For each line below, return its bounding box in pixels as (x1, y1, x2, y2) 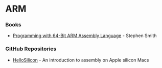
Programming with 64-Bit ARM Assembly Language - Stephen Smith (12, 32, 157, 39)
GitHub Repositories (5, 45, 57, 52)
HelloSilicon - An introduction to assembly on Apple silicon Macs (12, 57, 149, 63)
